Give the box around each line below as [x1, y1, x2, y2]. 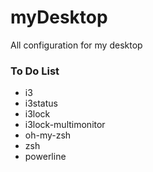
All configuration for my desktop [10, 39, 143, 51]
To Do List [10, 64, 60, 78]
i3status [24, 97, 58, 110]
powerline [24, 151, 67, 163]
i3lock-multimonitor [24, 119, 106, 131]
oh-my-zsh [24, 129, 72, 141]
